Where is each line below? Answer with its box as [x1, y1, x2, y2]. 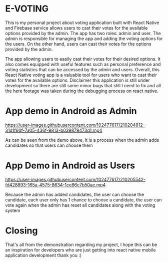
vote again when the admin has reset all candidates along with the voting [5, 202, 155, 208]
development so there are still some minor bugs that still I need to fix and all [5, 82, 161, 88]
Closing [5, 225, 38, 236]
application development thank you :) [5, 252, 82, 258]
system [5, 207, 20, 213]
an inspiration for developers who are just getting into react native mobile [5, 246, 156, 253]
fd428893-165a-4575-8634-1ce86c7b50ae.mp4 [5, 181, 106, 188]
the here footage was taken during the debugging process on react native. [5, 88, 158, 94]
